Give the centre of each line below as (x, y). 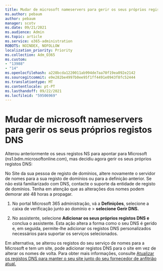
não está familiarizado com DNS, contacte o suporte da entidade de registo (80, 184)
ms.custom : (16, 59)
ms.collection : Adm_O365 (30, 55)
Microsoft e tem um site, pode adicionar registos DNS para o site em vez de (81, 248)
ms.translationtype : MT (29, 82)
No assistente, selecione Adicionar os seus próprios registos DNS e (81, 218)
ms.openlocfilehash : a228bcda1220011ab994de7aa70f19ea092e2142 (70, 73)
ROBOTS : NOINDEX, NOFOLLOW (32, 46)
